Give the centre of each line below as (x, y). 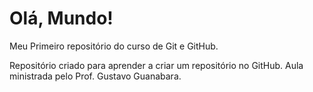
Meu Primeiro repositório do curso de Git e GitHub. (114, 46)
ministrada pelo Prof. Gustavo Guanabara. (95, 76)
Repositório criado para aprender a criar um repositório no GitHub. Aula (156, 65)
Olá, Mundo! (61, 18)
